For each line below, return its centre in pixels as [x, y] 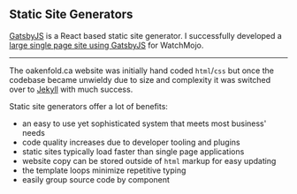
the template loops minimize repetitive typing [104, 170]
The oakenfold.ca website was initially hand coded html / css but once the [141, 71]
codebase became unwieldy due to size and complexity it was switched [140, 79]
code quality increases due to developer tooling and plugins [131, 142]
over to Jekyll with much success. [71, 89]
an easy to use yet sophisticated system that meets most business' [144, 123]
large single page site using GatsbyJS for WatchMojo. [107, 45]
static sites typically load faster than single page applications [133, 151]
